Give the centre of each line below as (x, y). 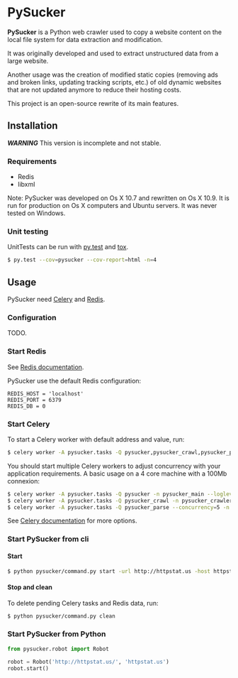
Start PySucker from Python (57, 634)
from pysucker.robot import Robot (58, 649)
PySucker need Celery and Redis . (56, 300)
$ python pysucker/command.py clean (61, 616)
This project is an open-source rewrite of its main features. (93, 103)
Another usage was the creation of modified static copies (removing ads (113, 75)
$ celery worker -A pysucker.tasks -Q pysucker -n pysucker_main (106, 494)
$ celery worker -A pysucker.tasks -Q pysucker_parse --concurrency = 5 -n (119, 507)
